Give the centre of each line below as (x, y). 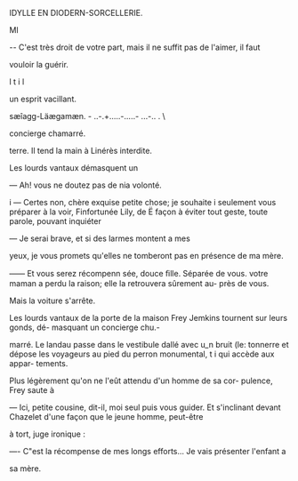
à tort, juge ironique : (48, 434)
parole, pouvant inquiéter (56, 221)
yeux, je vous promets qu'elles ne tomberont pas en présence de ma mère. (146, 256)
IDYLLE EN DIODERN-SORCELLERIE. (76, 13)
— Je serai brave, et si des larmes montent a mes (100, 238)
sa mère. (25, 469)
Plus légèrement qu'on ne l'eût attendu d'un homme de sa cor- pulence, (141, 381)
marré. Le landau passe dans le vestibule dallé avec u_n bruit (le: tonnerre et (149, 345)
